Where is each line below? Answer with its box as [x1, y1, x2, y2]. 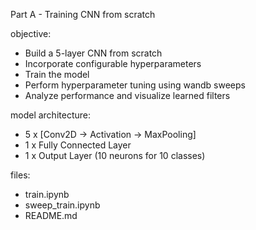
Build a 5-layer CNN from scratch [24, 47, 163, 59]
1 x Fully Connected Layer [24, 139, 132, 151]
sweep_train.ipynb [24, 199, 101, 211]
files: [10, 169, 31, 181]
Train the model [24, 69, 90, 80]
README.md [24, 210, 78, 221]
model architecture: [10, 109, 91, 121]
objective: [10, 28, 52, 39]
